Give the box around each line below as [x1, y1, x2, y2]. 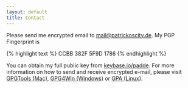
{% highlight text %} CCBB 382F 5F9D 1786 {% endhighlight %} [6, 50, 167, 57]
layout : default [6, 9, 47, 15]
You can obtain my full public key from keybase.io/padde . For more [6, 62, 175, 69]
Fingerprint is [6, 38, 40, 45]
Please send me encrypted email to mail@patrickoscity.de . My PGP [6, 31, 175, 38]
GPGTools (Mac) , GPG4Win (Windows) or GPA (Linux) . [6, 75, 143, 82]
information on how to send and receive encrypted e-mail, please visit [6, 68, 182, 75]
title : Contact [6, 15, 45, 21]
